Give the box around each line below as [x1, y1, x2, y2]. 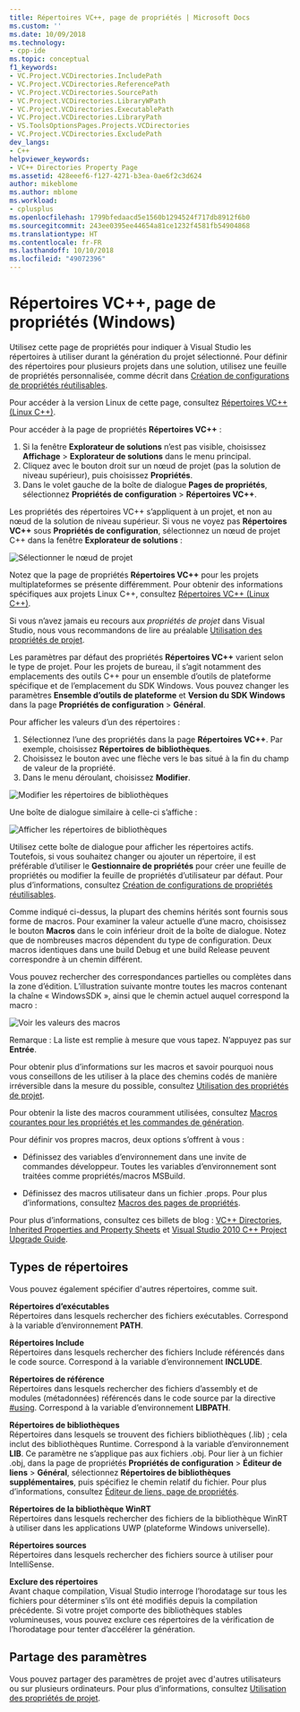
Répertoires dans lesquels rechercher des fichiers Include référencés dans [9, 1347, 285, 1357]
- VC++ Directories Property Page [9, 163, 139, 172]
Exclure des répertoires [9, 1576, 99, 1587]
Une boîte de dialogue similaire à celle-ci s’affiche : [9, 807, 198, 817]
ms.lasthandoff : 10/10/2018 [9, 246, 115, 255]
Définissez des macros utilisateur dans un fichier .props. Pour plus [21, 1187, 268, 1198]
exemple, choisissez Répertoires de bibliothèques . [21, 743, 212, 754]
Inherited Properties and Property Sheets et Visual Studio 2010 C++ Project [9, 1224, 287, 1235]
